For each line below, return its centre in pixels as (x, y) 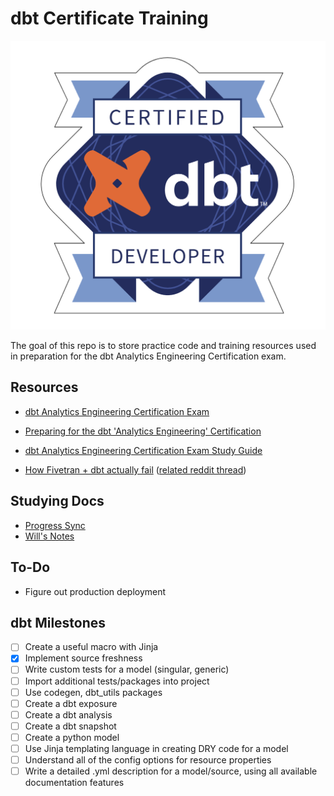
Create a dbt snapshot (70, 726)
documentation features (74, 783)
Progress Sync (55, 525)
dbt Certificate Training (109, 18)
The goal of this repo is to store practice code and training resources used (163, 346)
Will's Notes (49, 536)
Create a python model (72, 737)
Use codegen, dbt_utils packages (93, 692)
